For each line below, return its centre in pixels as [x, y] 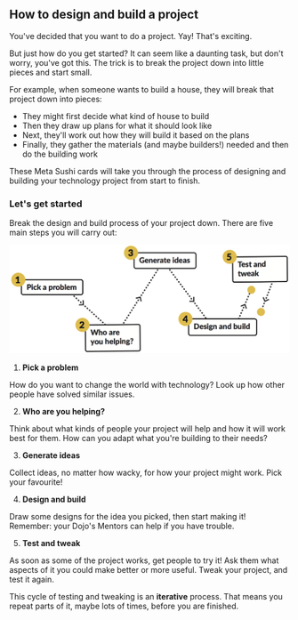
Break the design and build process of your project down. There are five [141, 223]
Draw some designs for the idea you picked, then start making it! [128, 516]
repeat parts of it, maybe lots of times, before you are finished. [124, 606]
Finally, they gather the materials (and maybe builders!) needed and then [155, 144]
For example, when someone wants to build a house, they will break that [141, 89]
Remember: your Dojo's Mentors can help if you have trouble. [122, 526]
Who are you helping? [63, 411]
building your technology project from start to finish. [105, 181]
